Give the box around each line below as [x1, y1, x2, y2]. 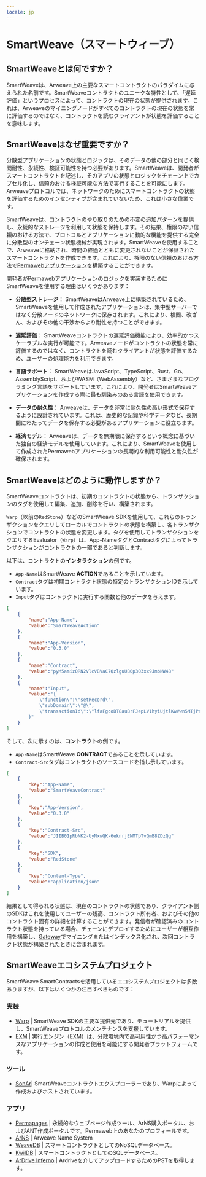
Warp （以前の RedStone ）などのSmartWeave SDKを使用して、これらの [6, 514, 181, 521]
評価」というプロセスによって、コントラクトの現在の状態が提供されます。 [6, 96, 193, 104]
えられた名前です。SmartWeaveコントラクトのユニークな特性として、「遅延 [6, 88, 196, 96]
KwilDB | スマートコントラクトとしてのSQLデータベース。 [15, 1149, 161, 1157]
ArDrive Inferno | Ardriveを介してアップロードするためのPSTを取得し [15, 1157, 190, 1164]
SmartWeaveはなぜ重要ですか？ [6, 139, 130, 150]
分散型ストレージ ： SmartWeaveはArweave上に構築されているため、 [15, 295, 189, 303]
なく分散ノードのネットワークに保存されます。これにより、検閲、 [20, 311, 187, 318]
